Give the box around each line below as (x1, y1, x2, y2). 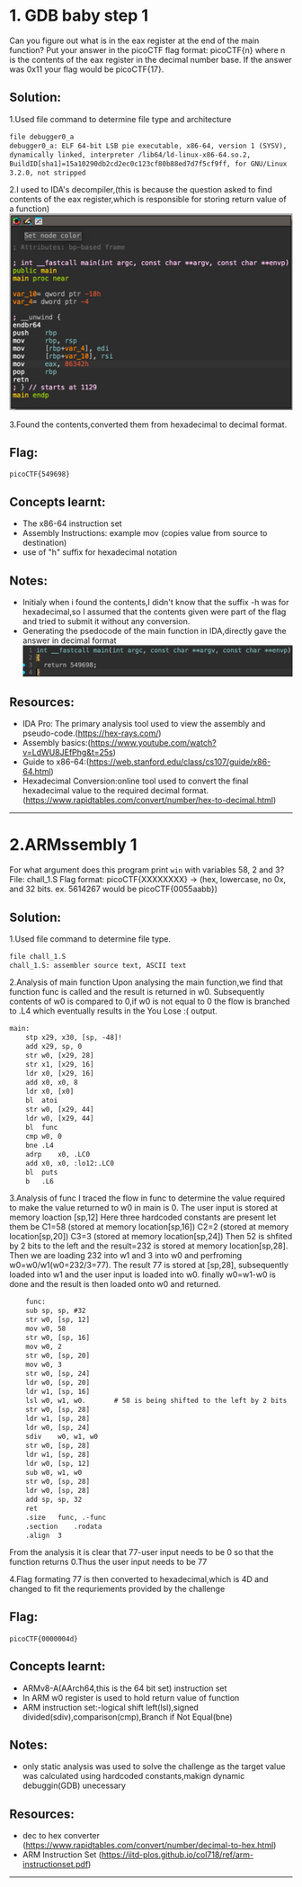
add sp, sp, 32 (25, 1495, 83, 1504)
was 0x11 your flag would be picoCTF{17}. (9, 64, 164, 75)
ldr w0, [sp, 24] (25, 1423, 91, 1432)
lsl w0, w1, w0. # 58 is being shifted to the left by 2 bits (25, 1396, 288, 1405)
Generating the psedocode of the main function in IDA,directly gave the (22, 626, 287, 637)
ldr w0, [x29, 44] (25, 1113, 94, 1122)
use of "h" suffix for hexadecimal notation (22, 547, 178, 558)
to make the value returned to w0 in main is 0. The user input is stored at (9, 1202, 279, 1212)
